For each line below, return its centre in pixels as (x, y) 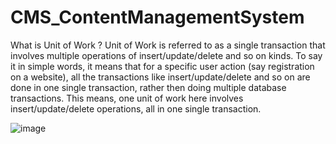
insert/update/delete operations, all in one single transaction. (136, 108)
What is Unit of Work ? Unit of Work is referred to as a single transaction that (168, 45)
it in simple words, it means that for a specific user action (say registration (162, 66)
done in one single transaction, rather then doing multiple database (148, 87)
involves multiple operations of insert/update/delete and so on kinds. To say (166, 55)
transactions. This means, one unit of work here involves (127, 98)
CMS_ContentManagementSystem (157, 17)
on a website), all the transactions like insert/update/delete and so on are (160, 77)
